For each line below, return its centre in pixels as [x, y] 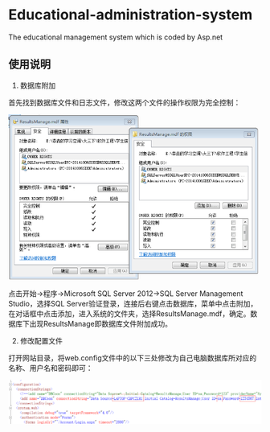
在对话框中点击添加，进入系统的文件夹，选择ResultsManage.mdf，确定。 [129, 313]
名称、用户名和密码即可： [51, 368]
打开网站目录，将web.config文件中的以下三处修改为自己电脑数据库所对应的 [133, 358]
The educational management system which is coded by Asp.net [116, 37]
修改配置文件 [41, 340]
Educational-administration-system [131, 15]
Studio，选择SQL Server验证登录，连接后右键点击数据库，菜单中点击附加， [133, 303]
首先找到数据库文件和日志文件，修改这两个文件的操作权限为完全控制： [125, 102]
